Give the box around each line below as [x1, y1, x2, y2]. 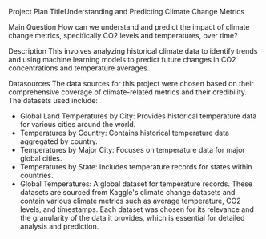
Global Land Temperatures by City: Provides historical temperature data [19, 111, 257, 121]
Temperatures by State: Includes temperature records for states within [19, 162, 252, 171]
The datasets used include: [8, 96, 99, 105]
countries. [19, 171, 54, 180]
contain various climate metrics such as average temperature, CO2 [19, 196, 242, 205]
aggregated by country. [19, 137, 98, 146]
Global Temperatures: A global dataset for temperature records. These [19, 179, 253, 189]
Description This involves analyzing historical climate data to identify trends [8, 46, 258, 55]
